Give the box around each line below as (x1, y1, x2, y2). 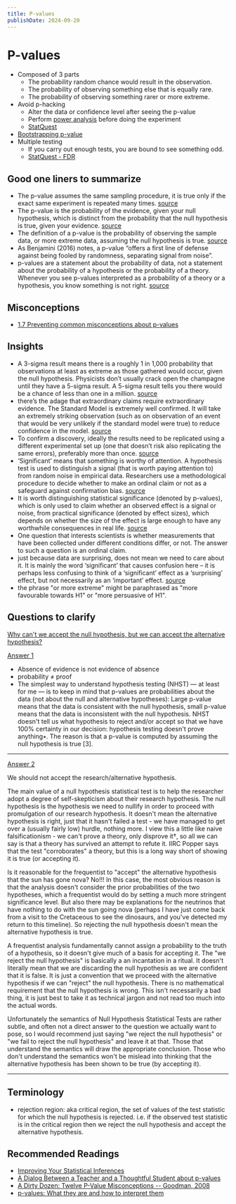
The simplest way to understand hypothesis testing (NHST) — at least (17, 679, 220, 688)
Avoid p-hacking (17, 100, 65, 109)
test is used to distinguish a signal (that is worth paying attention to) (17, 463, 214, 472)
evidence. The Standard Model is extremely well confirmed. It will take (17, 404, 221, 412)
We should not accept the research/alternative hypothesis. (7, 773, 177, 781)
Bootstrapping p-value (17, 130, 83, 139)
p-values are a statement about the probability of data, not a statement (17, 259, 223, 267)
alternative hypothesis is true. (7, 928, 93, 936)
